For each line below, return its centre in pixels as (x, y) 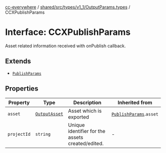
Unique (76, 125)
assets (76, 137)
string (43, 134)
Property (19, 102)
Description (87, 102)
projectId (19, 134)
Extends (18, 61)
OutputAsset (49, 114)
